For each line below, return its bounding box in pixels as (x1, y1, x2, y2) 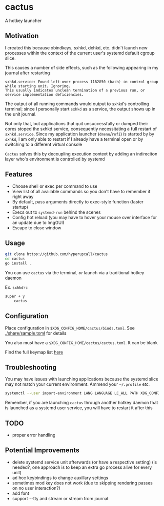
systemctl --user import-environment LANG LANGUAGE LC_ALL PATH (5, 391, 139, 396)
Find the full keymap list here (5, 349, 63, 355)
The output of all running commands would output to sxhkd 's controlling (5, 101, 149, 107)
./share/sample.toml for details (5, 330, 67, 336)
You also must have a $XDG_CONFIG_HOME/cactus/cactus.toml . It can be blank (5, 339, 158, 346)
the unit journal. (5, 111, 37, 117)
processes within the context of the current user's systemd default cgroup (5, 50, 155, 56)
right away (12, 194, 34, 199)
